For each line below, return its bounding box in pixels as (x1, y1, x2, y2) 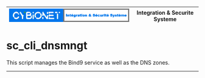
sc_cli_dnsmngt (6, 39, 88, 52)
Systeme (153, 15, 177, 23)
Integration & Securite (136, 9, 194, 16)
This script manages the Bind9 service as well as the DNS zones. (6, 59, 170, 66)
